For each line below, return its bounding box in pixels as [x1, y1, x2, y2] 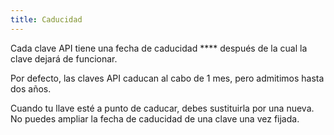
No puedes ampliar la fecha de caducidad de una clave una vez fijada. [10, 112, 300, 125]
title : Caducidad [10, 14, 83, 25]
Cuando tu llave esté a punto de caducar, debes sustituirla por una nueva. [10, 102, 315, 114]
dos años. [10, 82, 52, 95]
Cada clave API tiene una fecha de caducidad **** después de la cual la [10, 42, 308, 54]
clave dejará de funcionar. [10, 52, 118, 65]
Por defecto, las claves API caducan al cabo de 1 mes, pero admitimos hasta [10, 72, 325, 84]
